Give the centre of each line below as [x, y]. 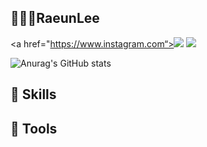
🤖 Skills [33, 94]
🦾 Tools [34, 128]
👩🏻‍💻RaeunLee [55, 18]
